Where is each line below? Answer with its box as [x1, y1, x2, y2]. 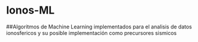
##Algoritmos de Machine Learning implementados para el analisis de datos [6, 23, 192, 30]
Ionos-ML [6, 4, 55, 17]
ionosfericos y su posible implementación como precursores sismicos [6, 29, 177, 36]
